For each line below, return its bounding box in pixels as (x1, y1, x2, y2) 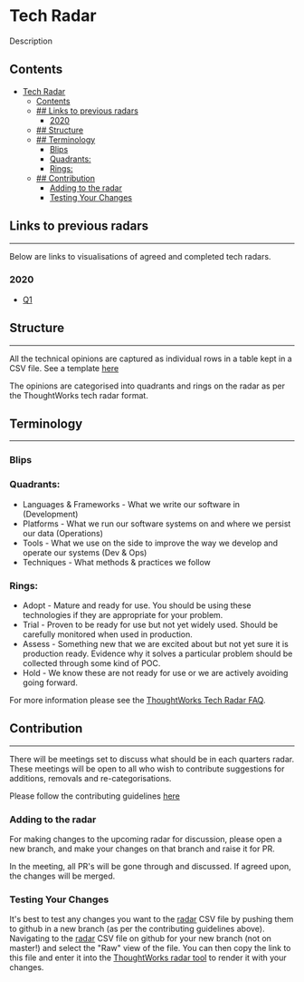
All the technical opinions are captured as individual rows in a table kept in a (9, 353, 292, 364)
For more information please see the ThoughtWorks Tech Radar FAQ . (9, 695, 266, 705)
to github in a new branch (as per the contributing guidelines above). (9, 923, 265, 935)
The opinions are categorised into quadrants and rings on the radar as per (9, 380, 285, 391)
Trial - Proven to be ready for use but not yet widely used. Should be (22, 619, 279, 630)
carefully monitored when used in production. (22, 629, 193, 640)
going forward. (22, 677, 79, 688)
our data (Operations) (22, 527, 104, 538)
